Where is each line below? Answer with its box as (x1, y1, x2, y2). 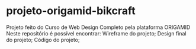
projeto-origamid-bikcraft (6, 4, 136, 18)
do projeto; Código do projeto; (6, 36, 80, 43)
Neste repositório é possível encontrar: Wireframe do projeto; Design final (6, 30, 187, 37)
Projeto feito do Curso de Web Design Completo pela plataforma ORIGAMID (6, 24, 191, 31)
